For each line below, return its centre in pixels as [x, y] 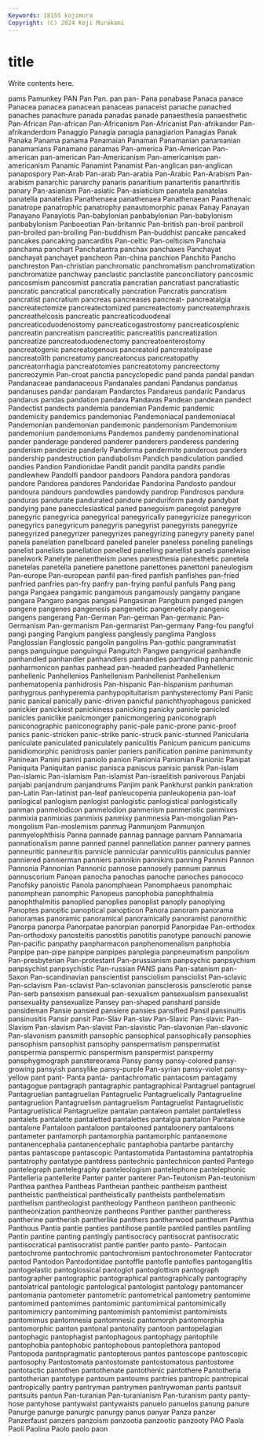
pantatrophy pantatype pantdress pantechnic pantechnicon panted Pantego [131, 1161]
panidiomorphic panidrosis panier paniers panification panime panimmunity [130, 751]
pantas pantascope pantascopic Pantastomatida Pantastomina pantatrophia [131, 1153]
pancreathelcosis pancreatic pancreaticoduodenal [89, 317]
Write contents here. [41, 83]
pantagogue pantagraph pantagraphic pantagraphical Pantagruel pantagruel [132, 1086]
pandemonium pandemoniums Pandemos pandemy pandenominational [124, 433]
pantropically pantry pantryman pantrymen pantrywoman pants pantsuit [125, 1387]
